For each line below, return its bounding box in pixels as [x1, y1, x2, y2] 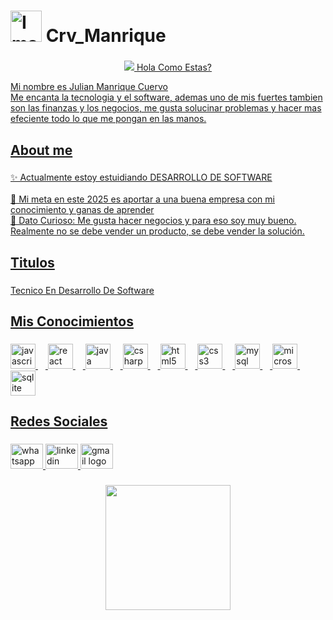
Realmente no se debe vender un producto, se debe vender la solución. [10, 225, 305, 237]
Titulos [10, 254, 55, 271]
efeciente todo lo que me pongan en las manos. [10, 113, 207, 125]
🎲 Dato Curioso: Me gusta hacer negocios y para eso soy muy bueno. [10, 215, 297, 227]
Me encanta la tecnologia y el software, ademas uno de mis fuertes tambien [10, 91, 323, 104]
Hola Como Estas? [136, 61, 212, 74]
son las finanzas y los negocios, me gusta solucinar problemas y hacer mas [10, 102, 322, 114]
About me [10, 141, 73, 159]
